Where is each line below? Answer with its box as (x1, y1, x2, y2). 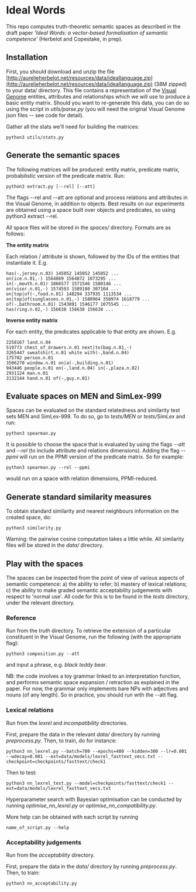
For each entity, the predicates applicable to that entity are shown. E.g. (6, 328, 177, 335)
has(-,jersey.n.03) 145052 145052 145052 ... (6, 271, 119, 276)
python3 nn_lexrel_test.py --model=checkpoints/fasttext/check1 (6, 780, 166, 786)
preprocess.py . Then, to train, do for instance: (6, 737, 117, 744)
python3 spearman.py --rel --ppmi (6, 465, 91, 471)
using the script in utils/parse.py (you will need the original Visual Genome (6, 105, 185, 112)
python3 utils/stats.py (6, 134, 64, 140)
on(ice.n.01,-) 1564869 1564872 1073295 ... (6, 275, 116, 282)
